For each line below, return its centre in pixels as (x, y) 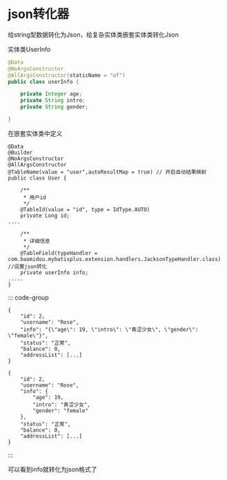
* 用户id (35, 198)
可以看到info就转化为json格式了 (52, 469)
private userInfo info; (55, 272)
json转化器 (39, 14)
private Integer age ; (51, 94)
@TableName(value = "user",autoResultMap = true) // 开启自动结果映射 (107, 172)
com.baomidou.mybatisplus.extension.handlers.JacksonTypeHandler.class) (115, 259)
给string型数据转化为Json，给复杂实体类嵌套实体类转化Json (93, 35)
